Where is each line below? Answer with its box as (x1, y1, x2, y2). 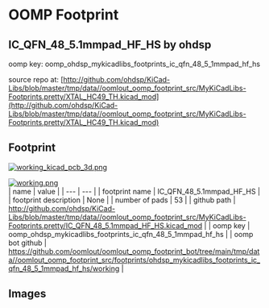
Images (8, 287, 47, 301)
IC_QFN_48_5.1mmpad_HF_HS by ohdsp (8, 38, 212, 52)
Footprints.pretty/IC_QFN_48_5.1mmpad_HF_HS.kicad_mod (8, 220, 203, 231)
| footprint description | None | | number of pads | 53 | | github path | (8, 195, 236, 205)
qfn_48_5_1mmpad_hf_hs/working (8, 264, 120, 273)
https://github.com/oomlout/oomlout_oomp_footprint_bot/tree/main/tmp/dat (8, 246, 260, 256)
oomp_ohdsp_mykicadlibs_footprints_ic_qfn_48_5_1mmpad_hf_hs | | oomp (8, 229, 254, 239)
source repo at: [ (8, 75, 64, 84)
